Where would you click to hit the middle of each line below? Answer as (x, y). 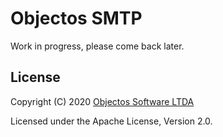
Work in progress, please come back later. (97, 46)
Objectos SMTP (76, 18)
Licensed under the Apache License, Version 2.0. (111, 121)
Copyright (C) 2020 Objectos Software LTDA (102, 101)
